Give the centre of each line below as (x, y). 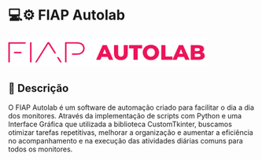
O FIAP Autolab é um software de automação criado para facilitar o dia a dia (131, 107)
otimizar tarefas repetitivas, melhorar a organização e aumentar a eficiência (131, 132)
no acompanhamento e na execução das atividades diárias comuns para (126, 140)
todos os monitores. (41, 149)
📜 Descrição (39, 88)
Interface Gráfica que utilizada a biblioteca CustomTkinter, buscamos (120, 124)
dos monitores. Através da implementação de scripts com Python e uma (125, 115)
